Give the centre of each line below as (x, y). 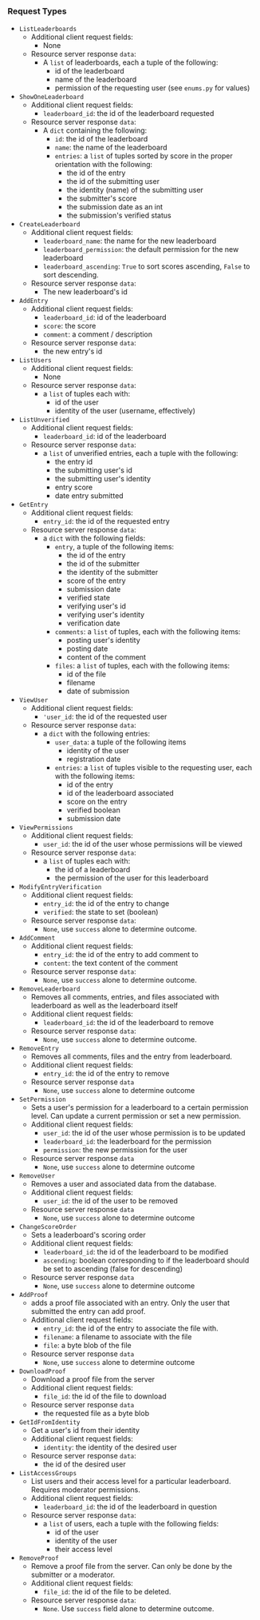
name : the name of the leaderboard (111, 148)
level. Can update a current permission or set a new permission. (136, 1116)
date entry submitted (89, 496)
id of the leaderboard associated (120, 793)
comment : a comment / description (98, 334)
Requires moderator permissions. (86, 1490)
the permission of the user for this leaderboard (132, 878)
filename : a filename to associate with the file (117, 1337)
